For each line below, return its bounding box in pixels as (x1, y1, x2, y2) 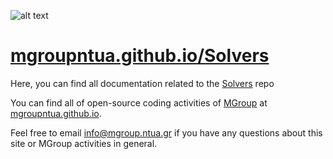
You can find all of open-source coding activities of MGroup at (10, 96, 268, 109)
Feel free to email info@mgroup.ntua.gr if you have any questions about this (10, 126, 323, 139)
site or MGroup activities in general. (10, 137, 158, 149)
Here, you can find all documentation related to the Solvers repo (10, 77, 275, 89)
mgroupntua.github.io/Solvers (10, 45, 270, 67)
